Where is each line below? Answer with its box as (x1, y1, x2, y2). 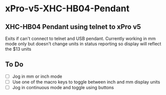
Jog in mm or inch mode (12, 73, 62, 79)
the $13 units (5, 46, 31, 52)
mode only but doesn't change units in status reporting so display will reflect (5, 41, 162, 47)
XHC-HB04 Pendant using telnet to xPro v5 (5, 23, 141, 31)
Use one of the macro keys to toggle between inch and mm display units (12, 79, 160, 85)
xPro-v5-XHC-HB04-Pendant (5, 3, 130, 14)
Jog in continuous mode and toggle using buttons (12, 84, 114, 90)
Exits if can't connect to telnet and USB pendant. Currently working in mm (5, 35, 156, 41)
